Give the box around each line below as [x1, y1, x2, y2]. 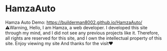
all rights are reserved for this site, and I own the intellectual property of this [5, 35, 162, 41]
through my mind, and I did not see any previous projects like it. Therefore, [5, 30, 159, 36]
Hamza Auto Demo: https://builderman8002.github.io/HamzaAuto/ [5, 19, 142, 25]
